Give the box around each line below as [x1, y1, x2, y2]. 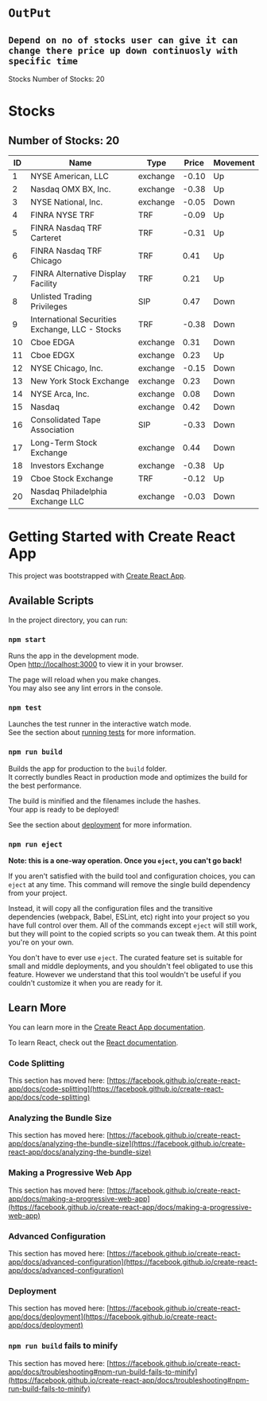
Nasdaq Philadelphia [30, 486, 107, 496]
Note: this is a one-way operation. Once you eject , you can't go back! [8, 855, 242, 865]
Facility [30, 278, 58, 289]
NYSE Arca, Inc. [30, 388, 90, 399]
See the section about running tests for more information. [8, 728, 196, 737]
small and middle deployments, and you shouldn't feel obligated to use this [8, 961, 253, 971]
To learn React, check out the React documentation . [8, 1037, 179, 1047]
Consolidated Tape [30, 414, 101, 425]
